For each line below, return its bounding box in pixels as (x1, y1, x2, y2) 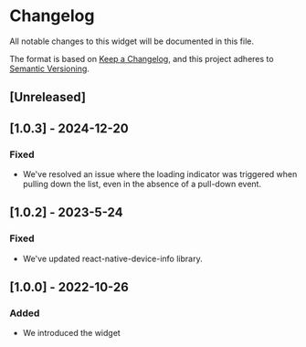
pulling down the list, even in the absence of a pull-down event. (22, 179, 262, 190)
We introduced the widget (22, 328, 121, 339)
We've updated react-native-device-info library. (22, 253, 203, 264)
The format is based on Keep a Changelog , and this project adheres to (9, 53, 274, 64)
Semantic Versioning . (9, 63, 90, 74)
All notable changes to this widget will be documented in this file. (9, 36, 254, 47)
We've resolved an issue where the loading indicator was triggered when (22, 169, 298, 180)
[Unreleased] (9, 89, 87, 105)
